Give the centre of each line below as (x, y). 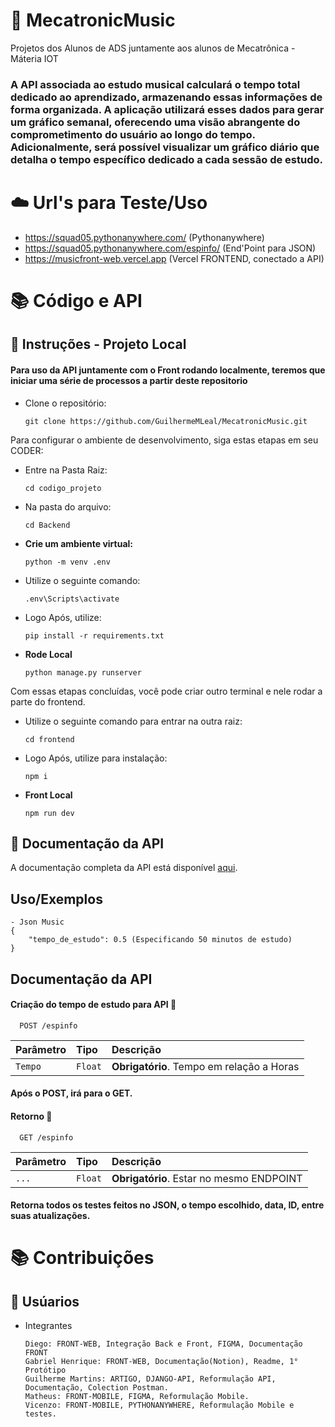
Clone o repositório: (65, 403)
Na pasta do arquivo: (68, 506)
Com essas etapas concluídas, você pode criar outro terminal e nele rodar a (166, 691)
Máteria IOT (34, 58)
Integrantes (48, 1326)
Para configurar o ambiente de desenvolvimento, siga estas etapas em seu (164, 440)
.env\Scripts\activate (72, 599)
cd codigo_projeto (63, 488)
